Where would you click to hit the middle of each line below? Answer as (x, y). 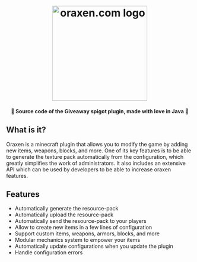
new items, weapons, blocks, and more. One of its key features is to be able (99, 151)
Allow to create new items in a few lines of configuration (83, 228)
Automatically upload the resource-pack (64, 215)
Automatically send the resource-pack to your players (80, 221)
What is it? (26, 130)
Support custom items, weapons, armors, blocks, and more (87, 234)
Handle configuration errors (49, 253)
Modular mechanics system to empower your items (77, 240)
